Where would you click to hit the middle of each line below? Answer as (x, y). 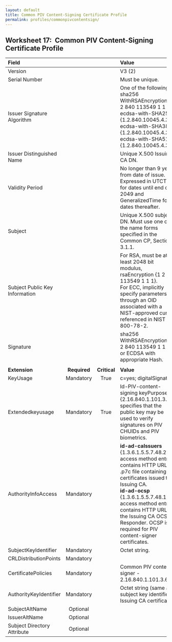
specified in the (139, 234)
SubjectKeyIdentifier (33, 550)
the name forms (139, 228)
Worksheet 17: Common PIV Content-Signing (79, 40)
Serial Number (25, 80)
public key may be (142, 412)
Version (17, 71)
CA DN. (129, 160)
